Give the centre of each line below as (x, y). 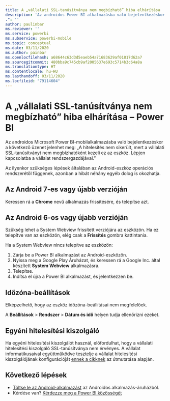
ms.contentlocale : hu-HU (32, 72)
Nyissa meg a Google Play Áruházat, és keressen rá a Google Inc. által (86, 261)
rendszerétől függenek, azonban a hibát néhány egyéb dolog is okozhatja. (83, 173)
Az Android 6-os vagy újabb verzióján (67, 218)
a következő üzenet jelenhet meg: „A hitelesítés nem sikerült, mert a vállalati (85, 147)
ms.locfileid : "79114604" (33, 81)
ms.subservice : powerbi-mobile (38, 39)
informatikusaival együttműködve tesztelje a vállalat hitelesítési (71, 354)
